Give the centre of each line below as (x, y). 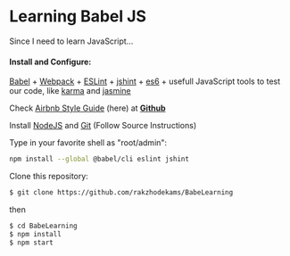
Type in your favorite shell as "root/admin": (88, 143)
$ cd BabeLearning (43, 226)
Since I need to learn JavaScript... (71, 41)
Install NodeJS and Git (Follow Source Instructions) (103, 126)
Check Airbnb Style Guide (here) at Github (88, 108)
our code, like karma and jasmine (70, 91)
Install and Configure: (50, 62)
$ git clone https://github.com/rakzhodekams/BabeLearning (121, 193)
